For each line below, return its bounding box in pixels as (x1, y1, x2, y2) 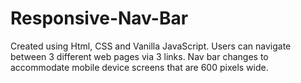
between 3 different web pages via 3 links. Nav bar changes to (10, 50, 269, 62)
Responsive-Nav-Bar (10, 7, 189, 30)
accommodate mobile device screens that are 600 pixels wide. (10, 61, 269, 73)
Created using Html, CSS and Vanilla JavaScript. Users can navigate (10, 40, 292, 52)
